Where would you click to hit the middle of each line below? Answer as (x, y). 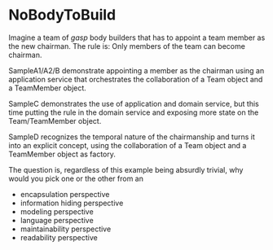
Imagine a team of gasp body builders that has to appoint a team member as (137, 37)
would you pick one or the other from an (76, 178)
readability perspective (59, 237)
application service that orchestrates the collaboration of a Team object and (136, 79)
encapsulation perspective (65, 194)
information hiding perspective (72, 203)
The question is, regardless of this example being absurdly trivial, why (126, 169)
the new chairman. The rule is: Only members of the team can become (127, 46)
